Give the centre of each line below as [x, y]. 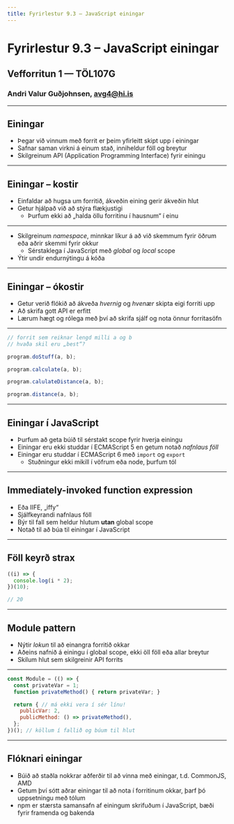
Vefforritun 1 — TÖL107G [62, 74]
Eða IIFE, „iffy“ [38, 507]
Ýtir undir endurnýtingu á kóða [61, 258]
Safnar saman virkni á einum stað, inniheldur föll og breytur [102, 148]
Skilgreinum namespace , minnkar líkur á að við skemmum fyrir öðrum [117, 236]
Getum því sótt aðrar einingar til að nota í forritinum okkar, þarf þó [111, 790]
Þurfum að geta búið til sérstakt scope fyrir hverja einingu [100, 440]
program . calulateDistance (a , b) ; [56, 382]
